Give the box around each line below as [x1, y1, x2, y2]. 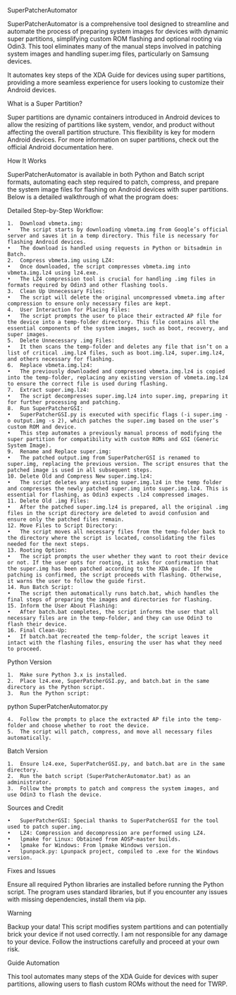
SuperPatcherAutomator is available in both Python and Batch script [7, 171, 205, 178]
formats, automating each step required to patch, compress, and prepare [7, 178, 219, 186]
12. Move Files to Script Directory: [7, 522, 118, 529]
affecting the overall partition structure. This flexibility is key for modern [7, 128, 216, 136]
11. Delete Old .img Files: [7, 497, 90, 505]
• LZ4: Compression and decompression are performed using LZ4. [7, 829, 206, 836]
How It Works [7, 156, 47, 165]
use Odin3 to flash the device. [7, 791, 102, 798]
